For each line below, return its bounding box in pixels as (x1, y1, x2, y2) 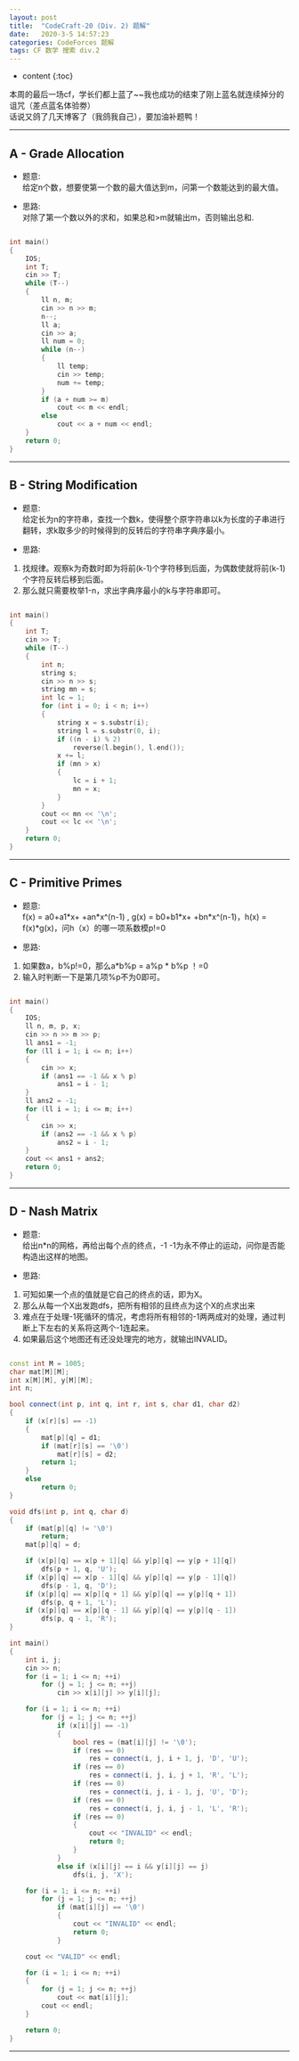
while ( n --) (41, 345, 86, 355)
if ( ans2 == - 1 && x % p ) (41, 1129, 138, 1139)
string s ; (41, 668, 77, 677)
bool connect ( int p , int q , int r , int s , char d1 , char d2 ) (9, 1400, 241, 1409)
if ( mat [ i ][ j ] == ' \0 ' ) (56, 1903, 145, 1912)
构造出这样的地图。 (21, 1251, 93, 1262)
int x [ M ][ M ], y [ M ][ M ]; (9, 1376, 93, 1385)
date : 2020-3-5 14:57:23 (9, 29, 109, 38)
